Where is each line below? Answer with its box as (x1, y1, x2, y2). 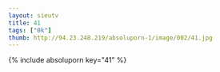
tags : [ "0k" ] (8, 26, 52, 34)
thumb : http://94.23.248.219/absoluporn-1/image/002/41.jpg (8, 33, 214, 42)
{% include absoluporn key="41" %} (8, 55, 127, 65)
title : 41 (8, 19, 42, 27)
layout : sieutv (8, 11, 59, 20)
